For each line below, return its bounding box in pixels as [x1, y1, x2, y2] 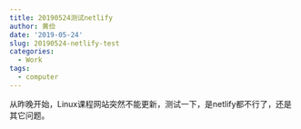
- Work [17, 55, 43, 64]
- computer [17, 73, 59, 82]
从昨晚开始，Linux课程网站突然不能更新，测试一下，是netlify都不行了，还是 [9, 98, 293, 109]
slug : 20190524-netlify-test [9, 38, 120, 48]
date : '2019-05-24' [9, 30, 84, 39]
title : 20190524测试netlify [9, 13, 114, 23]
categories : [9, 47, 55, 56]
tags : [9, 64, 30, 74]
